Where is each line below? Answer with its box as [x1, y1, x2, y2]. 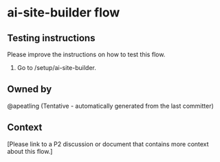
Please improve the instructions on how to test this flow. [7, 50, 166, 58]
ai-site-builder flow [7, 5, 120, 21]
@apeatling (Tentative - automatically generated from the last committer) [7, 102, 214, 110]
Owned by [7, 84, 52, 95]
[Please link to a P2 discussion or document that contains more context [7, 139, 209, 148]
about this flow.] [7, 147, 53, 155]
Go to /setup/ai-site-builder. [16, 64, 96, 71]
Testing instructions [7, 32, 96, 44]
